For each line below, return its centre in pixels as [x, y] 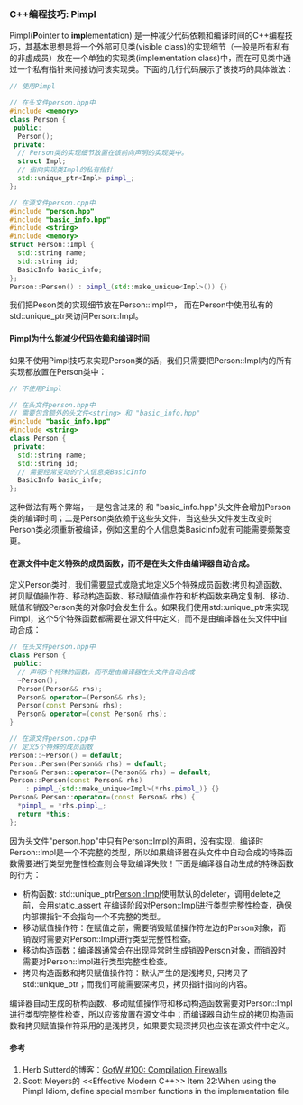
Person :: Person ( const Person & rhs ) [76, 781]
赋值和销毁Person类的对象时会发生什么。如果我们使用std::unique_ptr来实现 [149, 607]
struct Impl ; [42, 161]
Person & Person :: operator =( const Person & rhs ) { [102, 798]
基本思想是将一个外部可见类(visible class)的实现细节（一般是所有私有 [161, 47]
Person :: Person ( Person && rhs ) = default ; [88, 763]
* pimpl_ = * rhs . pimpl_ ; [62, 806]
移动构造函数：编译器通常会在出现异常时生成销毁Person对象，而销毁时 [154, 950]
